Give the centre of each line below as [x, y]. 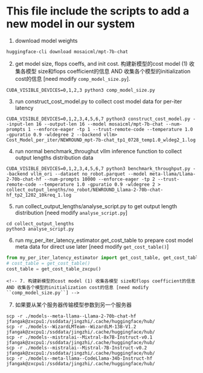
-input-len [20, 124]
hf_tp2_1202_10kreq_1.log [39, 195]
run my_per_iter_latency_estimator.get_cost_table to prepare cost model [104, 240]
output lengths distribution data [54, 158]
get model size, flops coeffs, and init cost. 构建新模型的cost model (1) [101, 63]
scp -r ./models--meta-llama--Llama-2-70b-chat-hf [71, 316]
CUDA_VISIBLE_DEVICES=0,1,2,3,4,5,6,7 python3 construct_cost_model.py [98, 119]
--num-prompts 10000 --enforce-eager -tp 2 [100, 179]
